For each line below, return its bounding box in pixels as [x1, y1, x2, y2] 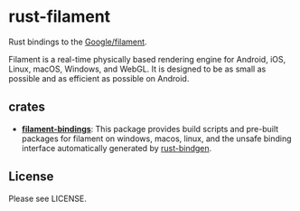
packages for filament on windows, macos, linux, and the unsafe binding [21, 133, 292, 144]
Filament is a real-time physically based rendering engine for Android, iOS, [8, 53, 286, 64]
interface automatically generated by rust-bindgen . [21, 142, 212, 153]
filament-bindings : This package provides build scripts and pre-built [21, 123, 279, 134]
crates [8, 100, 46, 115]
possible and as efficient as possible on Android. [8, 72, 190, 83]
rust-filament [8, 6, 111, 27]
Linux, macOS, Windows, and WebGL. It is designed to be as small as [8, 63, 267, 74]
